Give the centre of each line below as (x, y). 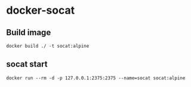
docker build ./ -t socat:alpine (48, 46)
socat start (27, 64)
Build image (29, 32)
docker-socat (41, 10)
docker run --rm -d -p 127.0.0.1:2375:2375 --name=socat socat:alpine (96, 78)
